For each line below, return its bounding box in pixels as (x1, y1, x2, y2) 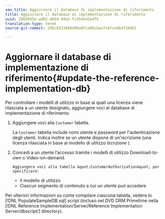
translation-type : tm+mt (5, 21, 57, 26)
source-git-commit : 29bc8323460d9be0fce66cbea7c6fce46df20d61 (5, 26, 137, 31)
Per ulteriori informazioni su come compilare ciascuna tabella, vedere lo (5, 192, 152, 199)
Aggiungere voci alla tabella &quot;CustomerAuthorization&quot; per (12, 164, 160, 169)
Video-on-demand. (26, 155, 66, 161)
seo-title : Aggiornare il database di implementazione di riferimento (5, 7, 155, 12)
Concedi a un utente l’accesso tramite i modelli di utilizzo (12, 149, 129, 155)
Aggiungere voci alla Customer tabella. (12, 120, 90, 126)
